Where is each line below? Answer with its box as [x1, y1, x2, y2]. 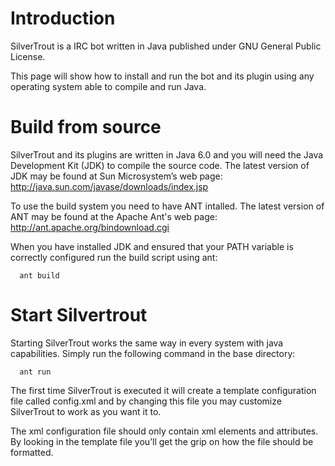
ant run [19, 367, 52, 377]
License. [10, 50, 46, 62]
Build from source [10, 116, 162, 139]
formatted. [10, 446, 54, 458]
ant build [19, 270, 60, 281]
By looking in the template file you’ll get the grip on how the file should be [10, 435, 314, 447]
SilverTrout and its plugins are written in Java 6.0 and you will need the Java [10, 148, 324, 161]
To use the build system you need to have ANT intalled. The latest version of [10, 200, 325, 212]
